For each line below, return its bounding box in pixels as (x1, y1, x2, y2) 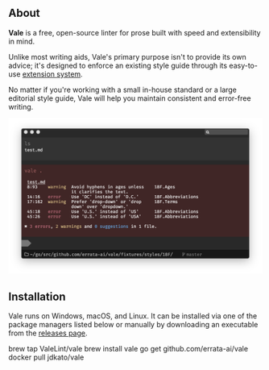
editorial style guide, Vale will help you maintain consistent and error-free (8, 93, 251, 103)
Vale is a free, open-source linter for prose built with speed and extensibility (8, 27, 261, 37)
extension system (22, 69, 81, 79)
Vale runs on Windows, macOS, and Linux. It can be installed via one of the (8, 311, 258, 321)
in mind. (8, 36, 35, 46)
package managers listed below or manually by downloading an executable (8, 320, 259, 330)
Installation (8, 289, 66, 303)
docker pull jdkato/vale (8, 352, 85, 362)
